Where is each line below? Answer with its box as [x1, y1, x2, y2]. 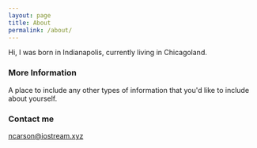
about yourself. [8, 94, 58, 103]
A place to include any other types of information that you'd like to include [8, 85, 250, 94]
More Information [8, 68, 77, 79]
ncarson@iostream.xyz [8, 131, 84, 140]
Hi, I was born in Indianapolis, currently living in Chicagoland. [8, 48, 207, 57]
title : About [8, 19, 51, 27]
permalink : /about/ [8, 26, 73, 34]
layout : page [8, 11, 51, 20]
